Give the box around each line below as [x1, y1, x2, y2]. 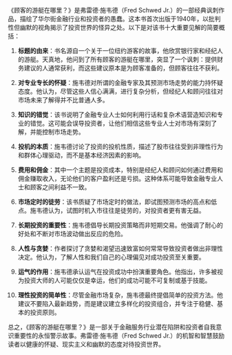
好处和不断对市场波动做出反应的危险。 [17, 230, 127, 238]
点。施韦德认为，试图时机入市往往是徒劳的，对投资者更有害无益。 [17, 207, 205, 214]
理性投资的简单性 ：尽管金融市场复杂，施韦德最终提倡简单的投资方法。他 [17, 291, 223, 299]
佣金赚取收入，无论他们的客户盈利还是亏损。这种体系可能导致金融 [17, 175, 205, 182]
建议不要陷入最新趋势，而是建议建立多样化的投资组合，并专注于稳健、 [17, 300, 218, 307]
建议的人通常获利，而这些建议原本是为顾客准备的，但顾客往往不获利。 [23, 64, 223, 72]
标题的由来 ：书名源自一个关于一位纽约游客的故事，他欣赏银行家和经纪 [17, 47, 218, 55]
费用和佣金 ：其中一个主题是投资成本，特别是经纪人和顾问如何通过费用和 [17, 166, 223, 174]
